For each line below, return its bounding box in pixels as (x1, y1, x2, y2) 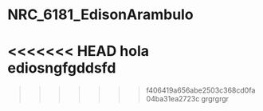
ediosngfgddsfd (7, 59, 116, 77)
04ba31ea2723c (146, 94, 200, 104)
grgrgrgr (201, 94, 229, 104)
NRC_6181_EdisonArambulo (7, 6, 194, 24)
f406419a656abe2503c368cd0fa (146, 85, 256, 95)
